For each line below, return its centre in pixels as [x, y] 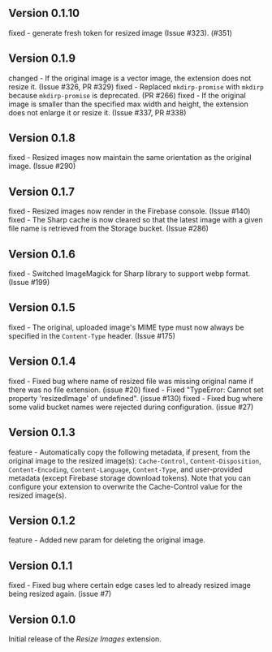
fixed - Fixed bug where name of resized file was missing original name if [131, 381]
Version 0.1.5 [42, 308]
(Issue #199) [29, 283]
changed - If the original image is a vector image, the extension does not [130, 78]
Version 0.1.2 [42, 520]
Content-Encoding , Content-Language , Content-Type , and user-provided [125, 469]
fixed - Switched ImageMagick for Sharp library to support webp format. [130, 274]
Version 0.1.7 [42, 191]
